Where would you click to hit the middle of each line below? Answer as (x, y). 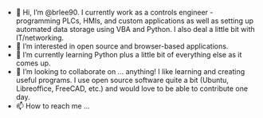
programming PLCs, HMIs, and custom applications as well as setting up (134, 21)
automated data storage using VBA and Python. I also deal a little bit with (135, 29)
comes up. (33, 63)
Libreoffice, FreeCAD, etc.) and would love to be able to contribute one (132, 88)
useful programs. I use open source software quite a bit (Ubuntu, (122, 80)
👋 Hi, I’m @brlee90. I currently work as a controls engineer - (114, 12)
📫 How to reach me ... (53, 106)
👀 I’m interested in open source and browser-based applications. (122, 46)
